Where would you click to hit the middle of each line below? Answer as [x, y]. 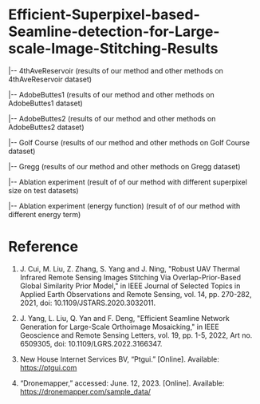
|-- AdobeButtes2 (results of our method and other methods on [112, 118]
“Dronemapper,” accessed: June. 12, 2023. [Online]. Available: [122, 383]
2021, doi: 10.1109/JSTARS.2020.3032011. [88, 303]
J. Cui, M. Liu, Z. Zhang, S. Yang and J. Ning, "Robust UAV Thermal [130, 268]
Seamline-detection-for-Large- [114, 32]
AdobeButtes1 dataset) [46, 103]
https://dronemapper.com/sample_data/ [85, 391]
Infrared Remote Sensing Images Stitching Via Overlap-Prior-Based [130, 277]
